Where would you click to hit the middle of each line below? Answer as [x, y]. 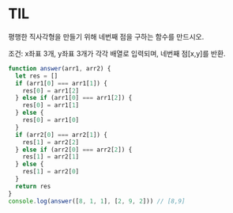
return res [33, 186]
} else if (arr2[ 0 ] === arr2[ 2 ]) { [74, 150]
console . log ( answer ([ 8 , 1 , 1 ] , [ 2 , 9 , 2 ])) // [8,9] [97, 201]
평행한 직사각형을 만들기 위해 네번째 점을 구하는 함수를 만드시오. [106, 36]
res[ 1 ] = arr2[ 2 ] [51, 142]
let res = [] [37, 76]
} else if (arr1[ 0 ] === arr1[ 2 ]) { [74, 98]
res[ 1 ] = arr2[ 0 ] [51, 172]
